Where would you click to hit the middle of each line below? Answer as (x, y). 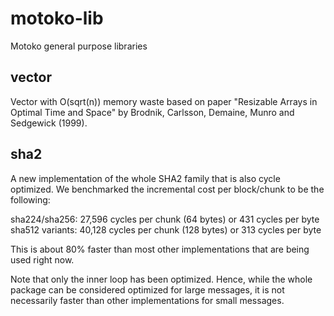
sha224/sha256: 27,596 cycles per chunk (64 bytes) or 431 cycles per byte (165, 219)
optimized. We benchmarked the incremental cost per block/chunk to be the (167, 189)
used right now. (42, 259)
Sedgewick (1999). (49, 123)
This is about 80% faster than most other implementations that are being (160, 249)
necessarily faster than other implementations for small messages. (147, 300)
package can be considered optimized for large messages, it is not (147, 289)
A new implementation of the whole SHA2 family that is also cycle (145, 178)
